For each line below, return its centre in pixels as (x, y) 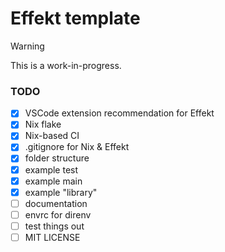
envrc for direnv (58, 214)
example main (53, 181)
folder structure (57, 158)
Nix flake (43, 124)
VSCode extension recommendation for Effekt (119, 113)
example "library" (61, 192)
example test (51, 169)
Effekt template (75, 18)
